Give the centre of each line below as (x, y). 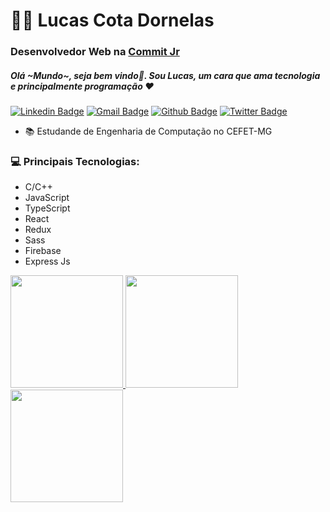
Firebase (43, 251)
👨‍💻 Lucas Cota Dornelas (112, 20)
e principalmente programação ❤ (82, 86)
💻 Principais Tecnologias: (75, 161)
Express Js (47, 261)
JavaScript (47, 198)
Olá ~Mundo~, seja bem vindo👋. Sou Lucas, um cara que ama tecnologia (165, 75)
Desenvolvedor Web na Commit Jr (95, 52)
